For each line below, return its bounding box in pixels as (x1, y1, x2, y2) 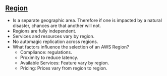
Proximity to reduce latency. (20, 54, 79, 60)
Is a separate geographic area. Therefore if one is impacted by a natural (12, 17, 162, 23)
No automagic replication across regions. (12, 38, 98, 44)
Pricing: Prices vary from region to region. (20, 65, 107, 71)
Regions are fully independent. (12, 27, 77, 34)
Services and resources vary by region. (12, 33, 95, 39)
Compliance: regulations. (20, 49, 72, 55)
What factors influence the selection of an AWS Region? (12, 43, 130, 49)
